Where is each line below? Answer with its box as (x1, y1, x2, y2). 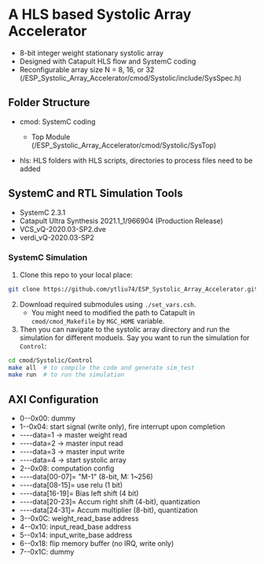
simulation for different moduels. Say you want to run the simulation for (19, 332, 250, 342)
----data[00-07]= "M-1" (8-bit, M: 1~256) (19, 472, 153, 482)
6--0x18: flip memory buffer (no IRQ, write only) (19, 539, 174, 548)
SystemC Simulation (8, 252, 88, 263)
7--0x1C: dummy (19, 548, 75, 557)
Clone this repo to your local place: (19, 269, 134, 280)
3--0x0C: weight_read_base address (19, 514, 139, 523)
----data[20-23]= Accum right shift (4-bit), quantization (19, 497, 200, 507)
